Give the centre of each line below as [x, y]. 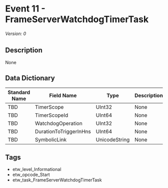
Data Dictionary [30, 78]
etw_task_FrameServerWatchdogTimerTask [57, 180]
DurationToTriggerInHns [63, 131]
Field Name [63, 95]
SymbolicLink [50, 139]
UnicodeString [113, 139]
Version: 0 [16, 34]
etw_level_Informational [37, 169]
